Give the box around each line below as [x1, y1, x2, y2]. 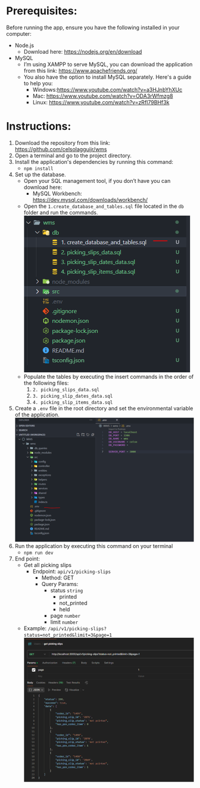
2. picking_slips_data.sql [32, 387, 100, 393]
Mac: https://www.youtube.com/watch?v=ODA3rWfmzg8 [32, 92, 174, 99]
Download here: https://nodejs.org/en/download [23, 48, 142, 55]
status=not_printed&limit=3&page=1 [23, 632, 112, 638]
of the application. [14, 411, 60, 418]
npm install [23, 166, 54, 172]
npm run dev [23, 550, 54, 556]
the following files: [23, 379, 69, 387]
